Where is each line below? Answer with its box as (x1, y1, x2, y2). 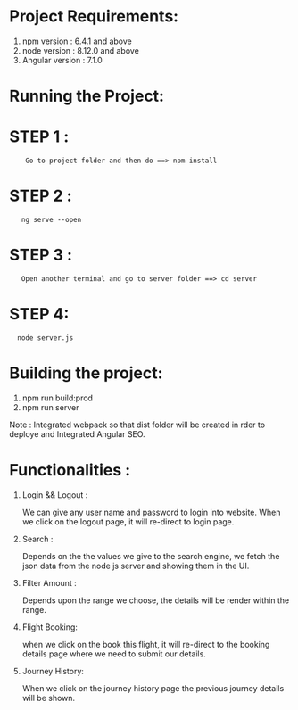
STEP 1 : (9, 127, 70, 147)
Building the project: (9, 363, 163, 384)
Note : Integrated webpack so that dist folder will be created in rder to (9, 419, 266, 430)
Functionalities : (9, 460, 131, 480)
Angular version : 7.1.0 (21, 54, 103, 65)
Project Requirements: (9, 6, 179, 27)
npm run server (21, 401, 79, 412)
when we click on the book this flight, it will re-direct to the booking (21, 639, 270, 649)
